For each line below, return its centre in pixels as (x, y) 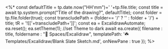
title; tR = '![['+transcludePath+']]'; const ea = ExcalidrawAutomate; (75, 23)
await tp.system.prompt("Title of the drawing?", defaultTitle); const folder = (84, 12)
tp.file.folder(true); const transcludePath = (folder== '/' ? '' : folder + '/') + (82, 18)
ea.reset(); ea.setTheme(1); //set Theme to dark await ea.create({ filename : (84, 28)
